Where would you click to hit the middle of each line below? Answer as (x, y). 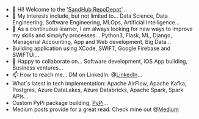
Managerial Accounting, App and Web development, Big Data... (92, 42)
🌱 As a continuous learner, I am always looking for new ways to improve (103, 29)
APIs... (20, 96)
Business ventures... (38, 68)
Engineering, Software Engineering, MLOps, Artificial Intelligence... (96, 22)
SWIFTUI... (26, 55)
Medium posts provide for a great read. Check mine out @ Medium (95, 109)
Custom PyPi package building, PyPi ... (60, 103)
